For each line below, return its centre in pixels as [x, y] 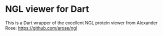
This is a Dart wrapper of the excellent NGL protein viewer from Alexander [81, 23]
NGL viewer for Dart [47, 9]
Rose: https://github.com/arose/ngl [41, 28]
